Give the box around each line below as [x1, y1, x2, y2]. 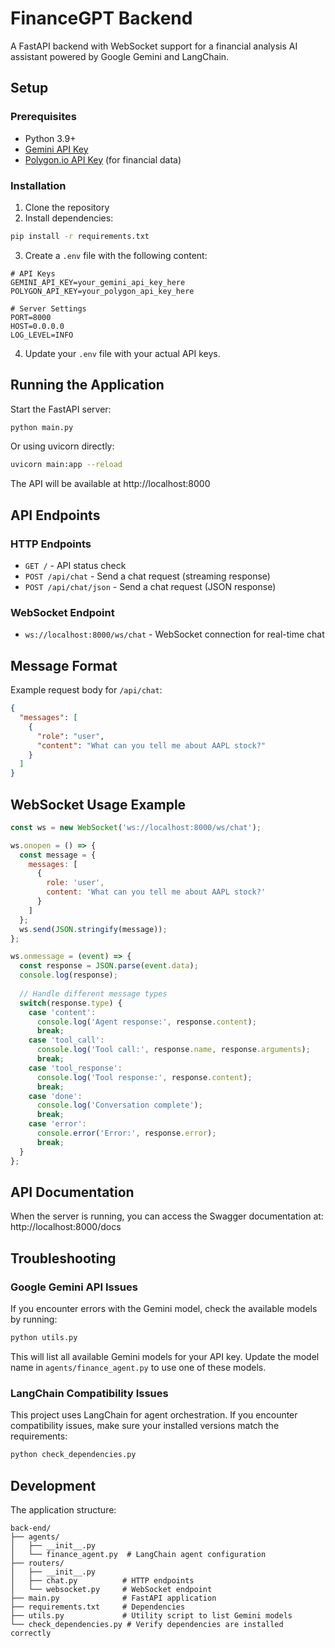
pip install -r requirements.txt [10, 231, 150, 241]
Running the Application [10, 377, 165, 394]
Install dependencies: [24, 212, 114, 224]
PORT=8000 [10, 312, 52, 322]
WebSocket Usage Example [10, 796, 187, 813]
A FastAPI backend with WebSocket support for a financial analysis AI [10, 40, 298, 52]
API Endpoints [10, 507, 101, 524]
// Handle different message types [19, 988, 168, 999]
